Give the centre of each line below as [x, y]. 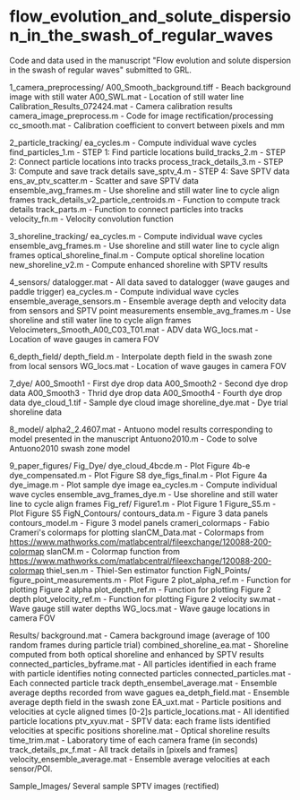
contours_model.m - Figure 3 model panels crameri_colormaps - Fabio [140, 522]
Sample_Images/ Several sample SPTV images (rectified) [114, 786]
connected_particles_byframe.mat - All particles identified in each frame [143, 664]
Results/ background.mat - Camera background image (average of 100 [140, 635]
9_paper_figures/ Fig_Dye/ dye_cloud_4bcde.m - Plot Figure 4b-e [130, 465]
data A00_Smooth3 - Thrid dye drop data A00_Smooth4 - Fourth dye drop [146, 392]
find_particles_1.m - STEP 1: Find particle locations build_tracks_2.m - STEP [148, 152]
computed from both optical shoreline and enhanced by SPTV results [137, 654]
